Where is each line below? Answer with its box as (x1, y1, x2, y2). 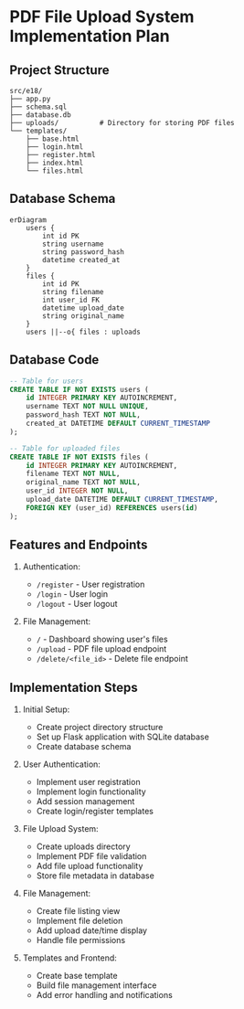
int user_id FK (42, 295, 101, 304)
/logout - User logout (36, 599, 118, 610)
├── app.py (9, 94, 51, 103)
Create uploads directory (36, 841, 131, 852)
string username (42, 239, 104, 249)
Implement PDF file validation (36, 851, 147, 862)
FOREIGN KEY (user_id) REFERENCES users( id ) (26, 503, 198, 513)
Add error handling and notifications (36, 990, 174, 1001)
